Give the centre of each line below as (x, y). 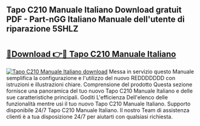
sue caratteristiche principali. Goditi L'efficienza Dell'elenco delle (87, 97)
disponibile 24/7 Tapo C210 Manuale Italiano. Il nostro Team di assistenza (98, 110)
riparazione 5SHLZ (42, 29)
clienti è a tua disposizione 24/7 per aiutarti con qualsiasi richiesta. (89, 117)
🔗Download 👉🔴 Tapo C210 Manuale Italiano (91, 54)
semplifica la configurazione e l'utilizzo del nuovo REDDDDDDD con (91, 78)
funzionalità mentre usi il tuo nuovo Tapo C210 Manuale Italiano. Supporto (98, 104)
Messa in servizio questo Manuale (152, 71)
